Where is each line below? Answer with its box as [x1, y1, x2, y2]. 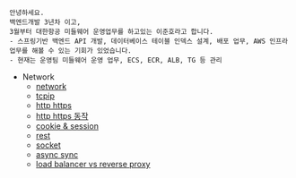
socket [35, 140, 61, 150]
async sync [35, 149, 79, 159]
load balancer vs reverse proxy [35, 159, 151, 169]
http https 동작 [35, 111, 89, 121]
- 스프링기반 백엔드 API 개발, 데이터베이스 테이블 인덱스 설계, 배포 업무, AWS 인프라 [9, 37, 289, 46]
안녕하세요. [9, 8, 45, 17]
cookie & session [35, 121, 99, 131]
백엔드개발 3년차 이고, [9, 18, 82, 27]
